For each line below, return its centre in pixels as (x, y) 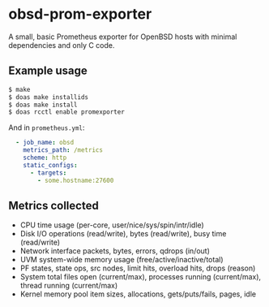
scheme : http (45, 158)
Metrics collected (53, 205)
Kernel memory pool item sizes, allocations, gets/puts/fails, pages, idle (138, 294)
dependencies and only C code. (62, 45)
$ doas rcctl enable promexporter (67, 112)
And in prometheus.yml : (47, 128)
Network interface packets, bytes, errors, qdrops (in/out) (115, 251)
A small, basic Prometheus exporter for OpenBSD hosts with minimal (123, 37)
